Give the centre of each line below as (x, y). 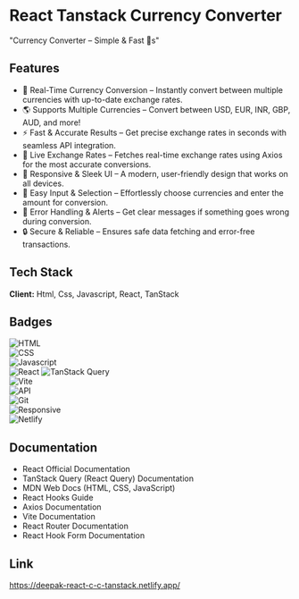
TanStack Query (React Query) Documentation (108, 478)
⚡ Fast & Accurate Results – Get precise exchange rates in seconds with (154, 132)
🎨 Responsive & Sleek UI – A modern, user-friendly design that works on (155, 173)
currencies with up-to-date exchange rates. (102, 99)
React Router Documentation (75, 526)
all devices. (43, 183)
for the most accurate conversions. (87, 164)
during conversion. (57, 221)
